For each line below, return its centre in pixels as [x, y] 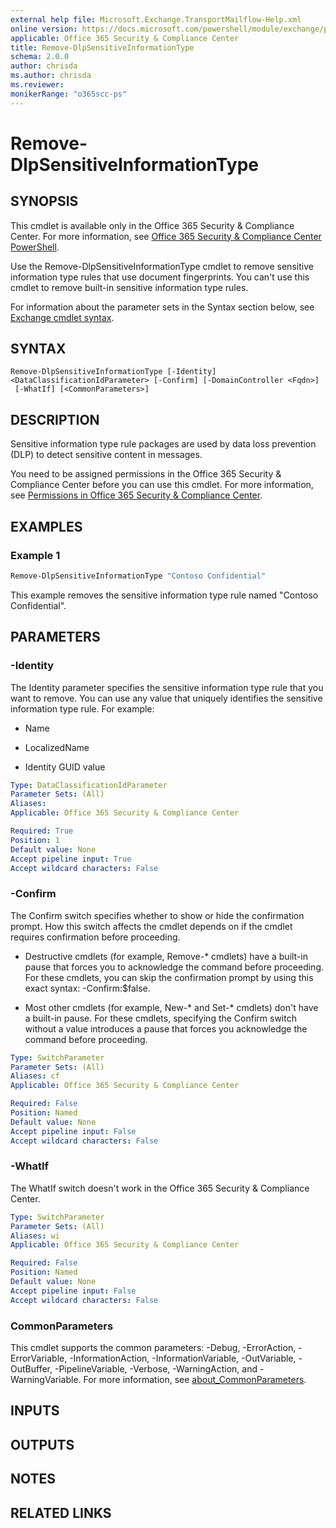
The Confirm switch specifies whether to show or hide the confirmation [157, 915]
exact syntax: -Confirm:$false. [87, 988]
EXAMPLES [46, 526]
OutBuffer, [31, 1369]
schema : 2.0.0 [40, 57]
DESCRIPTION [55, 419]
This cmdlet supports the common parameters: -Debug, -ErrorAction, [153, 1348]
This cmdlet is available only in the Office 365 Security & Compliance [152, 225]
